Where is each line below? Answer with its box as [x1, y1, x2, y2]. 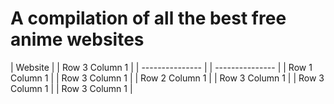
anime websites [10, 28, 145, 51]
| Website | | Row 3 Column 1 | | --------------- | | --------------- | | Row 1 [10, 61, 313, 73]
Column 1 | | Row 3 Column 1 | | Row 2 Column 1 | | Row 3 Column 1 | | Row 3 [10, 72, 325, 84]
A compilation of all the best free [10, 7, 287, 30]
